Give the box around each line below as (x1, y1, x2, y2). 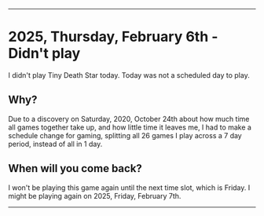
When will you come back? (8, 162, 143, 175)
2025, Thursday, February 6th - (8, 28, 218, 46)
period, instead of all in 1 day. (8, 139, 103, 148)
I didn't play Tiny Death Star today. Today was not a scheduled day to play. (8, 70, 250, 79)
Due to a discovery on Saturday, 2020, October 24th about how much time (8, 114, 250, 123)
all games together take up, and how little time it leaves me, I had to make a (8, 123, 251, 132)
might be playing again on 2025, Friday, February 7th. (8, 191, 181, 200)
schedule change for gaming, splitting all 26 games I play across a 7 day (8, 130, 242, 140)
